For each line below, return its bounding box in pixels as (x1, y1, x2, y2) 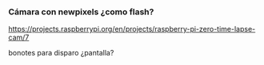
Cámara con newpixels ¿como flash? (8, 6, 154, 17)
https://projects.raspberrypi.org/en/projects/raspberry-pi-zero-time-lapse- (8, 25, 256, 34)
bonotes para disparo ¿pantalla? (8, 48, 114, 58)
